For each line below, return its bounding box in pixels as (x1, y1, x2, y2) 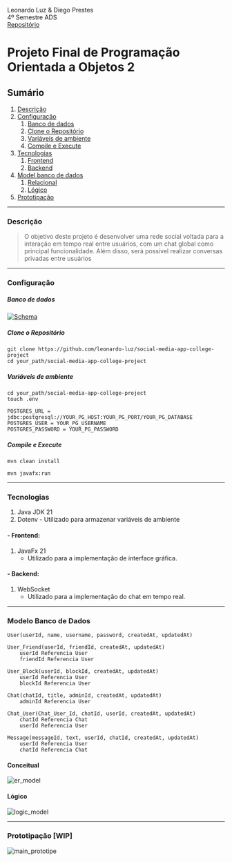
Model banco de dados (17, 171, 84, 179)
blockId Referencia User (19, 680, 91, 687)
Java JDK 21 (17, 508, 53, 516)
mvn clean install (7, 458, 60, 465)
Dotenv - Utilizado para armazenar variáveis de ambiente (17, 516, 180, 524)
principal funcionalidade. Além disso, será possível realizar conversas (23, 247, 223, 255)
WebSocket (17, 585, 50, 593)
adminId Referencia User (19, 698, 91, 705)
